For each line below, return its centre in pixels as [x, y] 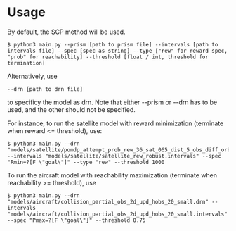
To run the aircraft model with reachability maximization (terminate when [112, 175]
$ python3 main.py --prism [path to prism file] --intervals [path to [113, 44]
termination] [26, 63]
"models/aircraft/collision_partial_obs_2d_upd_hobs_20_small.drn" [108, 201]
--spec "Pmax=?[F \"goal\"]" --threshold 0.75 [77, 220]
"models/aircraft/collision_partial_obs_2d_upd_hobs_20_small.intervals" [118, 214]
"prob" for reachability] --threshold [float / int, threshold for [108, 57]
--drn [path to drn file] [45, 89]
